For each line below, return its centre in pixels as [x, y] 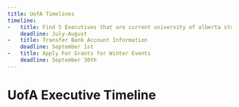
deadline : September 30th [59, 60]
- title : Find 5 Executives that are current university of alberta [114, 27]
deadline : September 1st [57, 47]
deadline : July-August [54, 34]
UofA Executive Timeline [82, 95]
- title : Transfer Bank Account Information [78, 40]
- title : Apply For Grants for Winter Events [79, 54]
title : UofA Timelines [41, 14]
